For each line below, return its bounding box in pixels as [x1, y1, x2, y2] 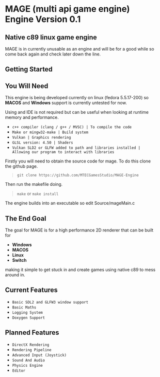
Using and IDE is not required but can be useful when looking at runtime [5, 109, 149, 115]
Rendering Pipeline [12, 347, 52, 352]
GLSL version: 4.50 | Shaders [12, 140, 74, 145]
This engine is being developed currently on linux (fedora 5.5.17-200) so [5, 95, 149, 101]
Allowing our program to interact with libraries [12, 150, 115, 155]
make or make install [16, 191, 59, 197]
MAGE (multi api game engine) [5, 3, 130, 15]
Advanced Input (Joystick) [12, 353, 67, 358]
